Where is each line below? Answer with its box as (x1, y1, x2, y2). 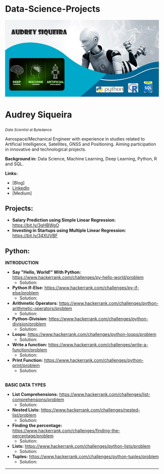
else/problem (12, 290, 39, 296)
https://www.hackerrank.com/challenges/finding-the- (12, 428, 121, 434)
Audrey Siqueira (5, 109, 72, 120)
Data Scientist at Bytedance (5, 127, 52, 132)
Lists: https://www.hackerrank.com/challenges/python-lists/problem (12, 443, 151, 449)
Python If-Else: (12, 285, 43, 291)
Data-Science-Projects (5, 3, 101, 15)
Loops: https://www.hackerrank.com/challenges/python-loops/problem (12, 332, 157, 337)
